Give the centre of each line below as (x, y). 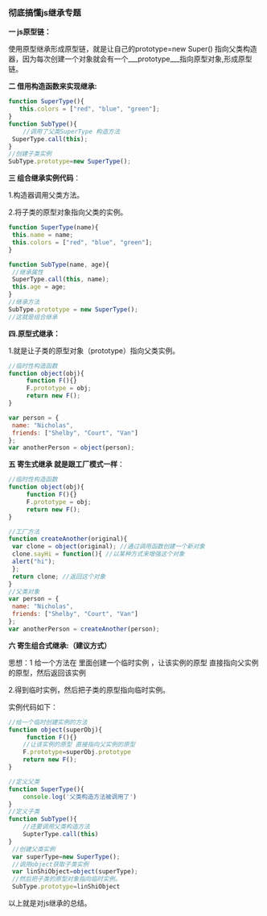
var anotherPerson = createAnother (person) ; (84, 629)
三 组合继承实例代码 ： (45, 178)
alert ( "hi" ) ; (34, 562)
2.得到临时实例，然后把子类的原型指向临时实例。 (89, 689)
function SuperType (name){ (53, 227)
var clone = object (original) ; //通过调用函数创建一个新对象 (108, 547)
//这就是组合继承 (33, 317)
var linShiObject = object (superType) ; (75, 872)
